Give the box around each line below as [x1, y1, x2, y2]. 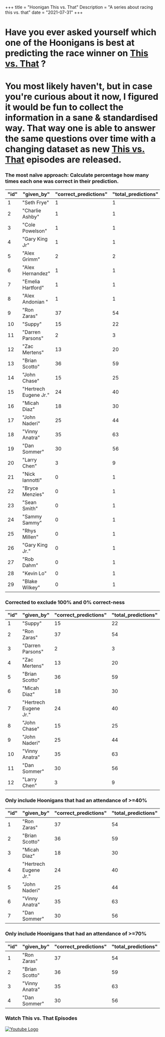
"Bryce [22, 485, 38, 492]
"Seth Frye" [22, 199, 49, 206]
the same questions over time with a [5, 133, 156, 145]
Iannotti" [22, 476, 42, 483]
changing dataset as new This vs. [5, 144, 145, 155]
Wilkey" [22, 584, 40, 591]
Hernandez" [22, 270, 51, 277]
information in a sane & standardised [5, 112, 158, 123]
